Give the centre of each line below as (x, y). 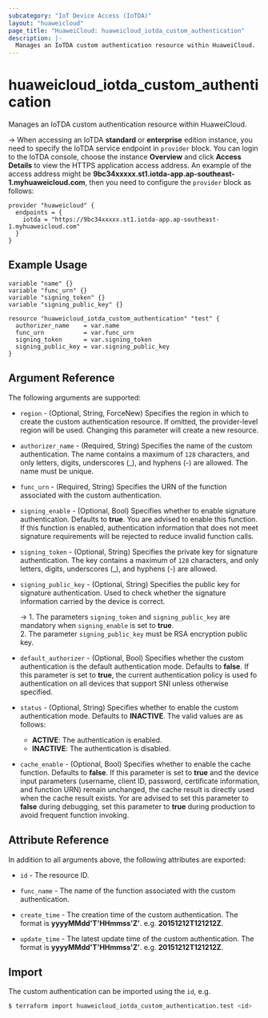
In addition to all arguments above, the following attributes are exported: (127, 859)
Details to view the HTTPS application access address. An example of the (130, 166)
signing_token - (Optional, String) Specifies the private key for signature (139, 551)
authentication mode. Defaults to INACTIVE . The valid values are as (132, 716)
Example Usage (48, 265)
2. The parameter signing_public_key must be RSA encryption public (134, 634)
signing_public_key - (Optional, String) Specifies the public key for (130, 584)
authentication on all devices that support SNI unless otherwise (124, 683)
